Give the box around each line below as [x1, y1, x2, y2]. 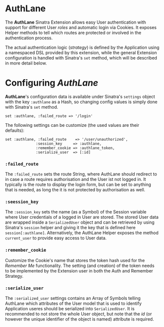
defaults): [5, 127, 24, 133]
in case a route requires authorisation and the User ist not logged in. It [5, 177, 146, 182]
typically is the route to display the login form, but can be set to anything [5, 181, 151, 187]
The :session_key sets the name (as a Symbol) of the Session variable [5, 209, 147, 215]
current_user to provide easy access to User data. [5, 235, 107, 241]
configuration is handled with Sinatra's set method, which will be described [5, 55, 158, 60]
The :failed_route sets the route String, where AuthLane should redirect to [5, 171, 158, 177]
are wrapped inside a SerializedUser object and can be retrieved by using [5, 219, 155, 225]
